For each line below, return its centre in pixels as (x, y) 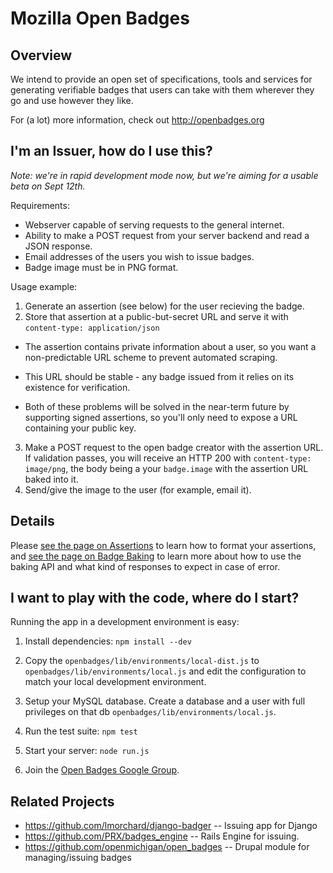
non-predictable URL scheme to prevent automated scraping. (151, 357)
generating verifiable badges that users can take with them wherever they (162, 90)
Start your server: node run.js (87, 751)
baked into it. (51, 479)
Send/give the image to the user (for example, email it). (138, 489)
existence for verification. (77, 387)
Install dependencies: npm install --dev (108, 641)
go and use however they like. (72, 100)
